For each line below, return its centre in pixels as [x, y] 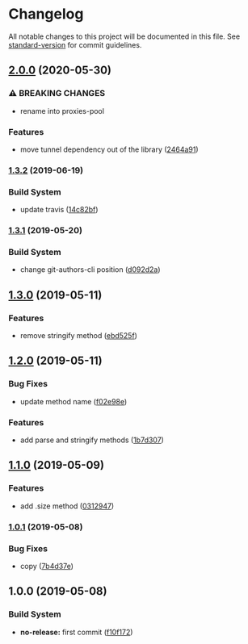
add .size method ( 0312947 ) [67, 506]
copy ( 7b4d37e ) [47, 566]
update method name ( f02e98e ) [74, 401]
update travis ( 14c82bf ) [59, 210]
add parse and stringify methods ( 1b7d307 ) [92, 440]
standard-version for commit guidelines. [75, 44]
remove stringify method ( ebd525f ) [78, 336]
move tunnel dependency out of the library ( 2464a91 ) [109, 149]
